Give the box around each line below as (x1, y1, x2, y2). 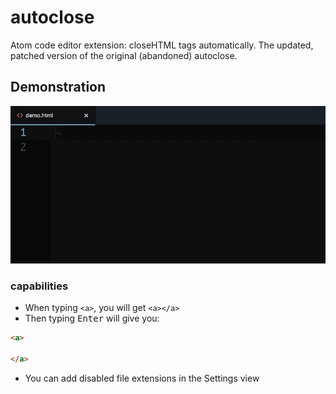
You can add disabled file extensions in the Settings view (24, 372, 260, 384)
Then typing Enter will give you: (24, 312, 160, 325)
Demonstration (10, 79, 107, 96)
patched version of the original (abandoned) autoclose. (10, 49, 238, 61)
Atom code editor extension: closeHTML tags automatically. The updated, (10, 39, 314, 51)
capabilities (10, 279, 69, 293)
